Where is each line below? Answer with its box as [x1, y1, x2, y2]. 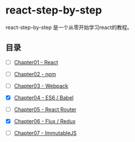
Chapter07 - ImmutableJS [14, 130, 77, 137]
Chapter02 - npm [14, 70, 56, 77]
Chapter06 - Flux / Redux [14, 118, 76, 125]
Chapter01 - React [14, 58, 58, 65]
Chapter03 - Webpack [14, 82, 69, 89]
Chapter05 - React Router [14, 106, 77, 113]
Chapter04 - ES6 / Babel [14, 94, 74, 101]
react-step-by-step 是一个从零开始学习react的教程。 [5, 24, 133, 31]
